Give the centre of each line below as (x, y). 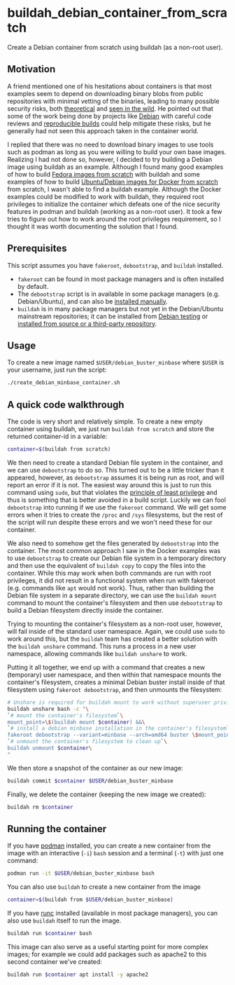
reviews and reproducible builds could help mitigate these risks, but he (109, 123)
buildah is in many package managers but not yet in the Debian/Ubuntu (120, 308)
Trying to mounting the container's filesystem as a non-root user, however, (115, 624)
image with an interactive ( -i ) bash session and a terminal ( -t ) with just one (115, 853)
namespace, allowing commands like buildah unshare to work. (97, 653)
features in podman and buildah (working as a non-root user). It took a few (115, 211)
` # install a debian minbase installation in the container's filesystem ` (119, 728)
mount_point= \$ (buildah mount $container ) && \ (76, 722)
